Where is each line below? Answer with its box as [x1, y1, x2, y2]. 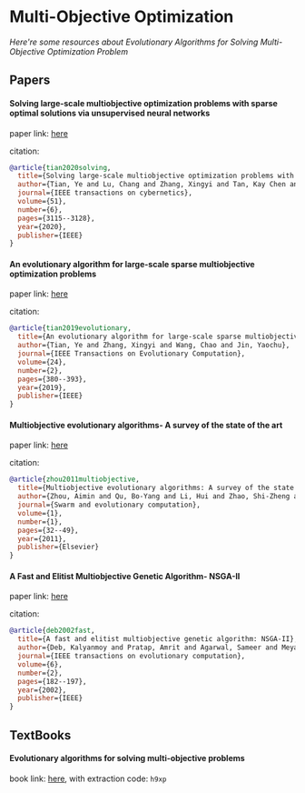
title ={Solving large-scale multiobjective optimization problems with [17, 171, 295, 181]
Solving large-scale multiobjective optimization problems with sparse [9, 97, 279, 108]
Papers [9, 73, 51, 88]
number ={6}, [17, 205, 64, 215]
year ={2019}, [17, 383, 67, 392]
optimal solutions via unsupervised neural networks [9, 107, 211, 118]
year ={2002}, [17, 685, 67, 695]
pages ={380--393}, [17, 375, 88, 384]
